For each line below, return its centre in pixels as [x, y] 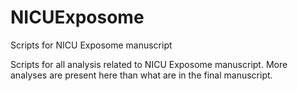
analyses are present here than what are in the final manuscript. [141, 75]
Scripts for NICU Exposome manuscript [91, 45]
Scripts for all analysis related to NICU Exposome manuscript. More [149, 64]
